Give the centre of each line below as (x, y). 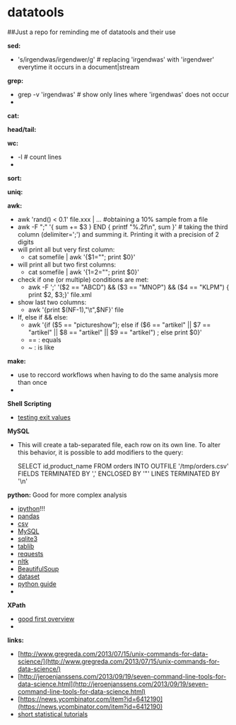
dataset (29, 576)
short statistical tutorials (53, 714)
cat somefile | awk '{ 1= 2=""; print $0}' (84, 272)
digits (25, 242)
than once (32, 382)
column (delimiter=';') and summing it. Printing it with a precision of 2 (118, 234)
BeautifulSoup (38, 568)
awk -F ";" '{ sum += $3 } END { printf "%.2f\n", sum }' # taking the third (123, 227)
